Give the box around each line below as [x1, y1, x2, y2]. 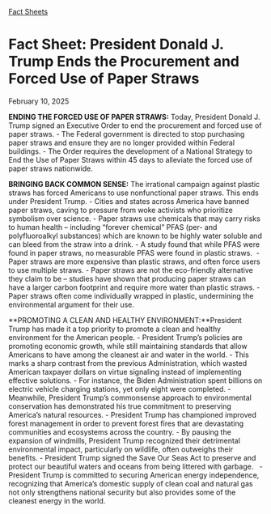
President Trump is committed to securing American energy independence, [8, 469, 260, 480]
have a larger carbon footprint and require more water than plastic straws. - [8, 282, 260, 292]
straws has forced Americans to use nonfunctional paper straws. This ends [8, 188, 259, 198]
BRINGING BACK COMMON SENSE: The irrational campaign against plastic [8, 179, 260, 189]
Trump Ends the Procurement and [8, 53, 240, 71]
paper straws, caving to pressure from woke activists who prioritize [8, 205, 233, 215]
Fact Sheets [8, 7, 49, 16]
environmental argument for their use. [8, 299, 135, 309]
